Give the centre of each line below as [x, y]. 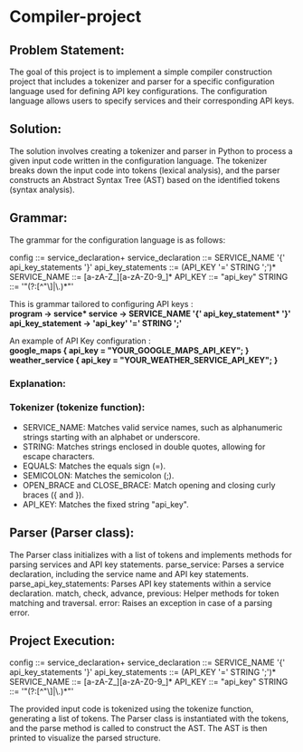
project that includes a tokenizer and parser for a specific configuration [142, 82]
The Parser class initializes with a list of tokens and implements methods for [151, 554]
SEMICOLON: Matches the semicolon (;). [98, 475]
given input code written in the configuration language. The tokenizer [138, 160]
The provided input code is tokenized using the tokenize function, [132, 709]
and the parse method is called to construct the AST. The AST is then [138, 728]
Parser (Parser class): [72, 533]
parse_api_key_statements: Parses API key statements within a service [140, 583]
